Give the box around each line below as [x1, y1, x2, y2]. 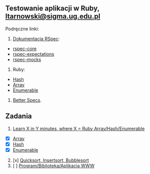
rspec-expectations [12, 51, 55, 57]
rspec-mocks [12, 56, 41, 62]
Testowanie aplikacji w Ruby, [5, 4, 100, 13]
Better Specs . [12, 97, 42, 103]
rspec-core [12, 46, 37, 52]
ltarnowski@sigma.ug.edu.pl [5, 12, 101, 21]
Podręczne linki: [5, 26, 39, 32]
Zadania [5, 112, 32, 121]
